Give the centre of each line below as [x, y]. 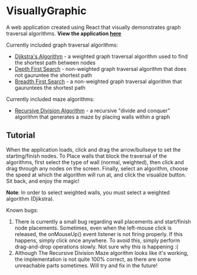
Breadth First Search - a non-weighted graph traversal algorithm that [98, 81]
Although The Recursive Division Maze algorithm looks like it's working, [101, 253]
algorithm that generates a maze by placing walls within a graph [92, 117]
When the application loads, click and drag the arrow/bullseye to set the [93, 149]
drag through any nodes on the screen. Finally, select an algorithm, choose [97, 168]
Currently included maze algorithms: [50, 99]
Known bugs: [22, 210]
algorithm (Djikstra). [30, 198]
